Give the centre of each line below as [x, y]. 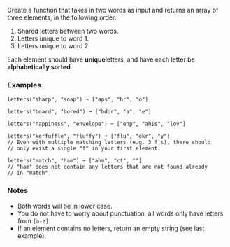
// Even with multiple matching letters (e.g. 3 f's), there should [109, 143]
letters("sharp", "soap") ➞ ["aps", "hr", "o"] [78, 100]
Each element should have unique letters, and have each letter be [101, 59]
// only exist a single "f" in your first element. [84, 149]
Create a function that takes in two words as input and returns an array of [113, 10]
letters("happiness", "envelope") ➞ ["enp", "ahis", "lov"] [97, 124]
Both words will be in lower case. [65, 206]
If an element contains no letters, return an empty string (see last [111, 228]
